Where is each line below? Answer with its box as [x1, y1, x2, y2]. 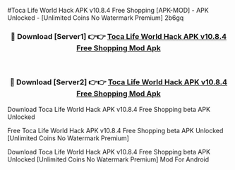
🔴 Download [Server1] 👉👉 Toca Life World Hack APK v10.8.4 [10, 31, 227, 41]
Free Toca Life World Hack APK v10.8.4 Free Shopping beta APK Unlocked [7, 126, 224, 135]
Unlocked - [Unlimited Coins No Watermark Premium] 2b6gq [7, 13, 184, 22]
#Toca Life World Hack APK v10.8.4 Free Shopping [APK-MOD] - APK [7, 6, 210, 14]
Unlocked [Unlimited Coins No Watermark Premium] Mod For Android [7, 155, 210, 164]
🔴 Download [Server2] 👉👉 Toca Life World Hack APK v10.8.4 [9, 77, 228, 87]
